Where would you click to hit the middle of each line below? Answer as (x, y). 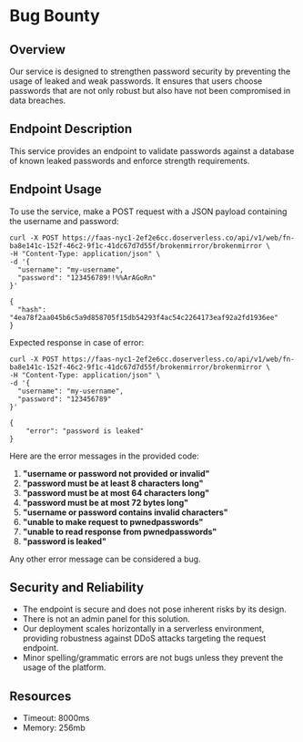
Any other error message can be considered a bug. (106, 559)
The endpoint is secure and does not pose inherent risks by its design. (154, 609)
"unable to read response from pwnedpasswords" (120, 531)
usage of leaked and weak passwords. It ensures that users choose (136, 81)
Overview (38, 50)
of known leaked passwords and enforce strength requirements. (130, 160)
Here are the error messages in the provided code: (105, 456)
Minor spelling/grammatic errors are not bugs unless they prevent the (153, 658)
